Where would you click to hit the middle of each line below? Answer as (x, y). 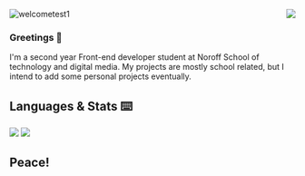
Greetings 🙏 (36, 37)
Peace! (30, 162)
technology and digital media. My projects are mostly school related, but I (147, 67)
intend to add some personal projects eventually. (101, 76)
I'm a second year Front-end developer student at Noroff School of (135, 57)
